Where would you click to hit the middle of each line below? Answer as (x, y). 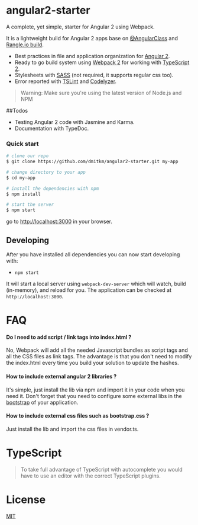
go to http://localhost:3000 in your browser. (59, 222)
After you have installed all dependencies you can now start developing (93, 254)
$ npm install (24, 194)
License (26, 499)
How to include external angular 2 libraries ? (61, 377)
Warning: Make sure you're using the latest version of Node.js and (101, 93)
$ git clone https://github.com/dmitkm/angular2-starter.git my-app (92, 162)
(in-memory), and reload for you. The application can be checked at (89, 290)
